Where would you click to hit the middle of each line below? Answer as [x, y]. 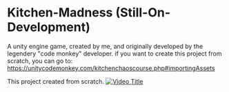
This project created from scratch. [56, 81]
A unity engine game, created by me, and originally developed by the [105, 46]
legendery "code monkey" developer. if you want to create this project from [114, 54]
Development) [49, 27]
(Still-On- [143, 13]
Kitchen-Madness [60, 13]
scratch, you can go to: [40, 60]
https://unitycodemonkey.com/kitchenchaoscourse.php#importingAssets [111, 68]
